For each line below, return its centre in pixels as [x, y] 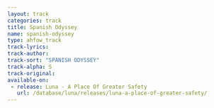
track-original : [31, 73]
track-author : [28, 54]
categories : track [34, 21]
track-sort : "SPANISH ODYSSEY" [53, 60]
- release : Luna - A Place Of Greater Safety [79, 87]
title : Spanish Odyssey [43, 27]
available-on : [28, 80]
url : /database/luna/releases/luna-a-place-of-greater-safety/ [112, 93]
